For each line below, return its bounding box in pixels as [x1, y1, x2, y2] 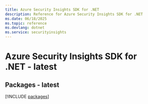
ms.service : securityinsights [5, 30, 67, 35]
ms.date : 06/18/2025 [5, 16, 47, 21]
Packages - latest [5, 81, 60, 89]
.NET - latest [5, 62, 57, 72]
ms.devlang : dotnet [5, 25, 45, 30]
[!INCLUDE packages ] [5, 94, 49, 99]
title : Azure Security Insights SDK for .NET [5, 7, 99, 12]
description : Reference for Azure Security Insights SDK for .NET [5, 12, 143, 17]
